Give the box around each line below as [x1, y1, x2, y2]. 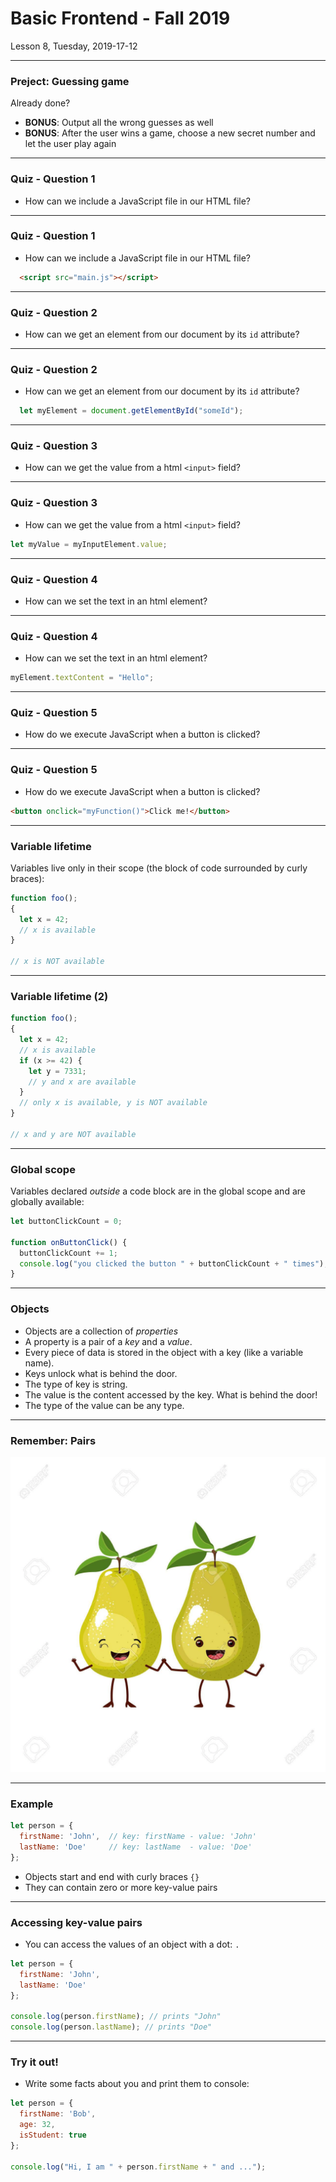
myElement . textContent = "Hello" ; [10, 673, 155, 683]
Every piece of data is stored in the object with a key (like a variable [24, 1346, 304, 1358]
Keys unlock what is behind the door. [24, 1367, 178, 1379]
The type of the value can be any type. [24, 1399, 185, 1411]
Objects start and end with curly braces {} [24, 1870, 200, 1882]
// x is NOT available [10, 957, 105, 967]
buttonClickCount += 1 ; [19, 1248, 118, 1258]
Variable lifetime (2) [10, 989, 109, 1003]
